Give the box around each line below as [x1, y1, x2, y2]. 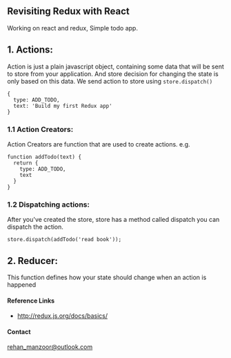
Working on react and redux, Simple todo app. [7, 23, 138, 32]
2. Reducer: [7, 255, 59, 267]
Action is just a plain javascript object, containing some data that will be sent [7, 62, 224, 70]
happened [7, 281, 37, 289]
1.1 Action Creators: [7, 124, 74, 134]
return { [13, 159, 39, 167]
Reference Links [7, 296, 55, 305]
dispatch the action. [7, 223, 64, 231]
